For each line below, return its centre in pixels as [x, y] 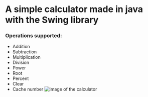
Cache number [28, 89]
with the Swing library [52, 20]
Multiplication [27, 57]
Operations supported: [34, 36]
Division [21, 63]
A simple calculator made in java [74, 9]
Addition [21, 47]
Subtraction [24, 52]
